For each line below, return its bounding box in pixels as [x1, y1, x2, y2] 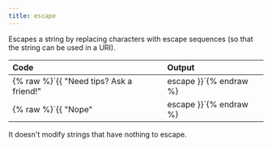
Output [167, 61, 195, 73]
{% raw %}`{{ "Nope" [12, 103, 93, 115]
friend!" [12, 86, 42, 97]
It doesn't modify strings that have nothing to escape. [8, 129, 188, 139]
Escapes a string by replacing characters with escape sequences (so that [8, 34, 253, 44]
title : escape [8, 11, 57, 20]
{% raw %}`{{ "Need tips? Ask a [12, 75, 133, 86]
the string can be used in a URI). [8, 42, 116, 52]
